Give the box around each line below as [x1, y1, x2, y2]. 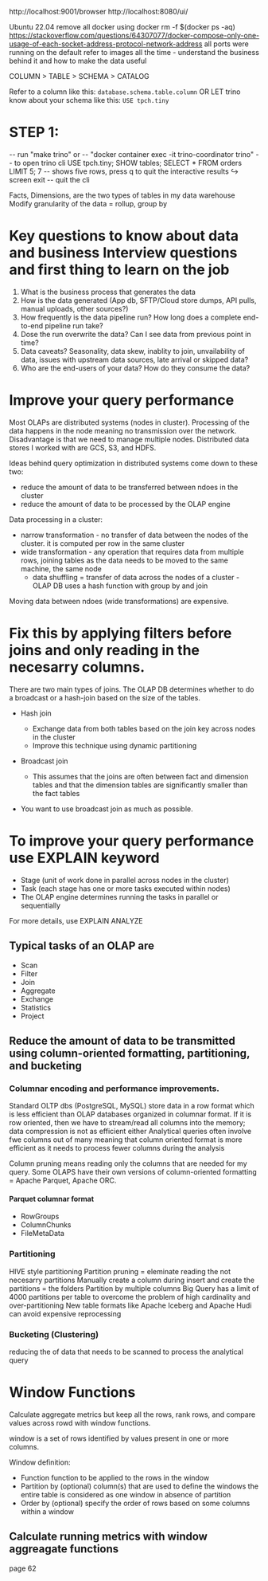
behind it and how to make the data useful [9, 56, 147, 65]
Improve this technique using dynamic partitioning [32, 740, 197, 750]
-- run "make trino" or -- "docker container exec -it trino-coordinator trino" [9, 149, 254, 159]
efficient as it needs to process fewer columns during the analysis [9, 1144, 225, 1153]
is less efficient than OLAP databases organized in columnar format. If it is [9, 1109, 252, 1119]
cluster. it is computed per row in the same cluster [20, 538, 185, 548]
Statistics [20, 1002, 52, 1012]
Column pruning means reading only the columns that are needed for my [9, 1159, 247, 1168]
